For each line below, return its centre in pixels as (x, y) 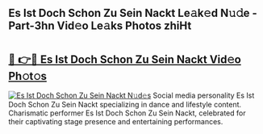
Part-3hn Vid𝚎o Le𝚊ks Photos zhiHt (100, 26)
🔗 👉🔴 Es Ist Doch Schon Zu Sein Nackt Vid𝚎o (125, 59)
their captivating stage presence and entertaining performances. (116, 121)
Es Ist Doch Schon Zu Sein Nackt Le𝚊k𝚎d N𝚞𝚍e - (133, 13)
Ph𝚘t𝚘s (27, 76)
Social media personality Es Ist (204, 95)
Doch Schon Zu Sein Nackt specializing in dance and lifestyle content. (125, 105)
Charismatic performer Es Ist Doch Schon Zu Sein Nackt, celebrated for (127, 113)
